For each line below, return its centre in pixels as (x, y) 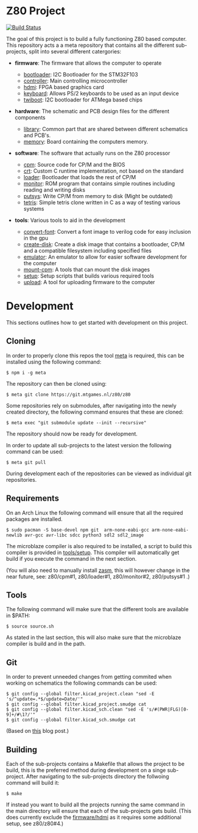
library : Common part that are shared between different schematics (106, 129)
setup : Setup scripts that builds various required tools (89, 276)
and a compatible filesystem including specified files (87, 250)
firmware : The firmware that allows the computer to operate (88, 63)
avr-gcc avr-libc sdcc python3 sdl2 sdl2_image (84, 535)
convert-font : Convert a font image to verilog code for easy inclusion (107, 231)
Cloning (21, 341)
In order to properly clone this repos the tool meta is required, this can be (95, 355)
